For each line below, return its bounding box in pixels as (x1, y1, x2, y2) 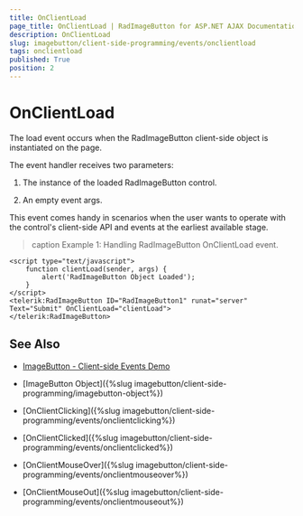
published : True (9, 55, 70, 64)
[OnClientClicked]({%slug (22, 432, 119, 443)
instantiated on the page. (9, 142, 102, 153)
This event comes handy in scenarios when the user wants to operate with (9, 211, 287, 222)
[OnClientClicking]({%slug (22, 405, 121, 416)
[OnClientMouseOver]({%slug (22, 459, 134, 470)
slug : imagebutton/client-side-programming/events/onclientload (9, 38, 256, 48)
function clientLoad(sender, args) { (25, 264, 168, 274)
